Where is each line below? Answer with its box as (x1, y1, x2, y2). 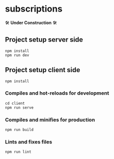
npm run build (5, 127, 34, 132)
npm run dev (5, 52, 29, 58)
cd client (5, 101, 25, 106)
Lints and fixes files (5, 139, 53, 145)
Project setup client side (5, 66, 80, 74)
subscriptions (5, 3, 62, 15)
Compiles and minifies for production (5, 116, 95, 123)
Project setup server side (5, 35, 83, 44)
